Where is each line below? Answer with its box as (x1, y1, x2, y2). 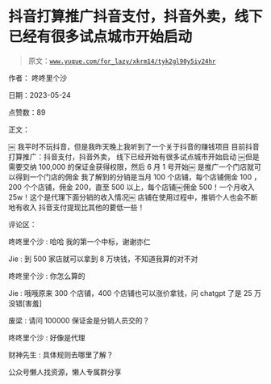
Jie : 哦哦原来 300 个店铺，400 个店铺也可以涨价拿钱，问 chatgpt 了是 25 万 (8, 288, 262, 297)
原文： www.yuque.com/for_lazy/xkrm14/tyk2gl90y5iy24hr (27, 56, 216, 65)
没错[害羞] (8, 298, 43, 308)
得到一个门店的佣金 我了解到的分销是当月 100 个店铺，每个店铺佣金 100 (15, 171, 252, 182)
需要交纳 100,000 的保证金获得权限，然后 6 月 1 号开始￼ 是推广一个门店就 (8, 162, 255, 171)
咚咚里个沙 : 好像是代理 (8, 332, 85, 342)
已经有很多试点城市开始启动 (8, 27, 193, 46)
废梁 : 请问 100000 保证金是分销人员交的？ (8, 315, 150, 325)
